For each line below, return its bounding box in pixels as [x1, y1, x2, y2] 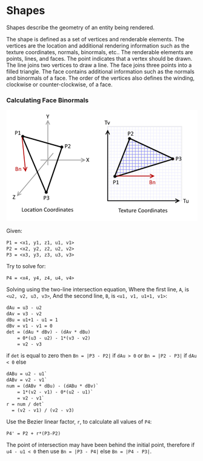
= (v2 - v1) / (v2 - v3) [12, 407, 75, 414]
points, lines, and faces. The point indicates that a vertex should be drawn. [6, 55, 193, 62]
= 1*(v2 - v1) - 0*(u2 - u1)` [17, 389, 94, 395]
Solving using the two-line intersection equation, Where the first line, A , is [6, 286, 190, 293]
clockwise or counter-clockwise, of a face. [6, 80, 113, 88]
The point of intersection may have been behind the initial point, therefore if [6, 442, 195, 449]
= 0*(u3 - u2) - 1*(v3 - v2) [17, 335, 91, 341]
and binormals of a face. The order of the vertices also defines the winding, [6, 74, 195, 81]
